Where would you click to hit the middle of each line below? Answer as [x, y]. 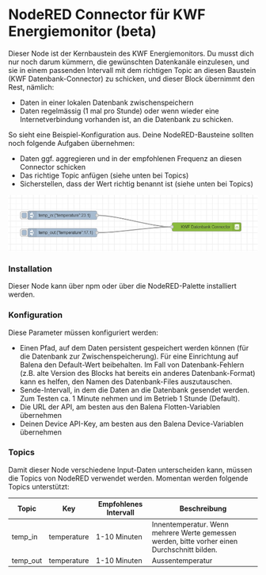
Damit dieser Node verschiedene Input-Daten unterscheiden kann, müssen [130, 470]
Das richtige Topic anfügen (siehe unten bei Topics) [104, 175]
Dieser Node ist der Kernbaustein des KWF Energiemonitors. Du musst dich [131, 53]
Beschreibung [203, 508]
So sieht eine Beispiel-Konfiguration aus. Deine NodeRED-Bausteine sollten [131, 134]
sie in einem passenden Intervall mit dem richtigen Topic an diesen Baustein [132, 70]
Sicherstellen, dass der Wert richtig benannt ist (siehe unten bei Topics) [136, 183]
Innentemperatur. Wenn [190, 524]
